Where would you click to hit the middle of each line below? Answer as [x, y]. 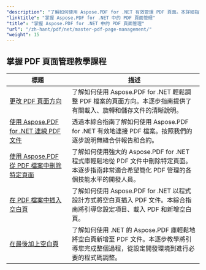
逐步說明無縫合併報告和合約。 [115, 140]
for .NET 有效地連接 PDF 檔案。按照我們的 [132, 131]
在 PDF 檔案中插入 [36, 200]
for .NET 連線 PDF [35, 131]
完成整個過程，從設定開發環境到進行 [136, 248]
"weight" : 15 [23, 35]
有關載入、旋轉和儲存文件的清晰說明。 [127, 110]
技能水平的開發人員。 [109, 179]
